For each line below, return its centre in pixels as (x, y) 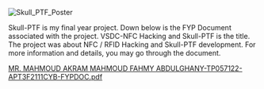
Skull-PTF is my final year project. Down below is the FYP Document (120, 27)
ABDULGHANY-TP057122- (199, 68)
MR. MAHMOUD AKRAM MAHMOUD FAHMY (81, 68)
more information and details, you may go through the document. (115, 53)
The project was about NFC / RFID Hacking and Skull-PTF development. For (132, 44)
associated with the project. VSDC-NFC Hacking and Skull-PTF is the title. (129, 36)
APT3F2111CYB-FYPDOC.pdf (55, 77)
